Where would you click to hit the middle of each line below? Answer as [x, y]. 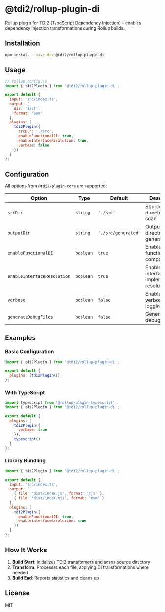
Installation [23, 44]
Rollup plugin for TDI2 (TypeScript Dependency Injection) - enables [73, 23]
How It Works [26, 550]
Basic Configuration [29, 352]
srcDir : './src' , [36, 131]
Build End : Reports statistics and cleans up [55, 578]
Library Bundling [25, 461]
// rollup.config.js [26, 81]
